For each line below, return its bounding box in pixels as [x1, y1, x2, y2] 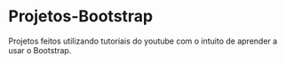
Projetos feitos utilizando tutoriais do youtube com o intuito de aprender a [8, 36, 278, 46]
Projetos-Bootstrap [8, 6, 154, 27]
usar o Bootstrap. [8, 44, 72, 55]
